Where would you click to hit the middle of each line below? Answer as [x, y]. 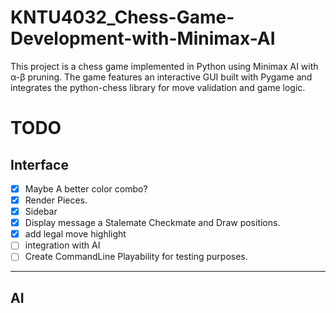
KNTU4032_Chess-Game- [122, 17]
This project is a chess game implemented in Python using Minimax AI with [164, 66]
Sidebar [41, 212]
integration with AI [62, 245]
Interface [39, 164]
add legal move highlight [75, 234]
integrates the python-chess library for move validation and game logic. [158, 87]
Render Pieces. [56, 200]
